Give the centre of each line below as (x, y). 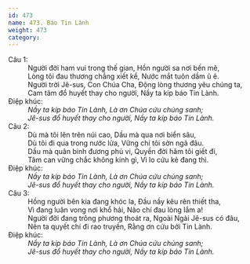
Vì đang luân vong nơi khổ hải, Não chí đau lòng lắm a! (116, 210)
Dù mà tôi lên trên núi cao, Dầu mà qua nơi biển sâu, (112, 135)
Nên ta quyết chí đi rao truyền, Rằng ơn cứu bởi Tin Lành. (120, 227)
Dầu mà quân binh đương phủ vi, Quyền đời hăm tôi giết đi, (123, 152)
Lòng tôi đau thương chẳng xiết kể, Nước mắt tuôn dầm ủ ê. (123, 76)
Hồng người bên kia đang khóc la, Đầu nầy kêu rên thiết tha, (124, 202)
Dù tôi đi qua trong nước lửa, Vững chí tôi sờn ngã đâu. (116, 143)
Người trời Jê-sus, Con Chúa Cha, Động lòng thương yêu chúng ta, (135, 85)
